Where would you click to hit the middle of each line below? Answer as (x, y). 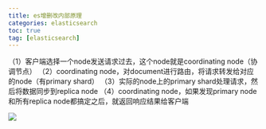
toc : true (25, 30)
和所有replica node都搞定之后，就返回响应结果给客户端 (98, 101)
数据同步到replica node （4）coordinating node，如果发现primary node (139, 92)
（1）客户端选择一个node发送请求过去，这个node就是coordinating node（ (129, 61)
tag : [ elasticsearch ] (44, 38)
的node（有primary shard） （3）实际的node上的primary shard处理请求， (130, 81)
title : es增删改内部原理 (45, 16)
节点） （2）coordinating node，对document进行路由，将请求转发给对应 (135, 72)
